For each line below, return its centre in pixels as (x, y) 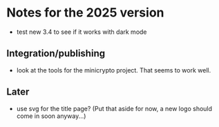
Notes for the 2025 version (85, 13)
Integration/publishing (56, 53)
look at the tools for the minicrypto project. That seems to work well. (114, 70)
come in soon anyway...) (51, 116)
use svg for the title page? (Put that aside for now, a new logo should (114, 108)
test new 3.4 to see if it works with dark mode (82, 32)
